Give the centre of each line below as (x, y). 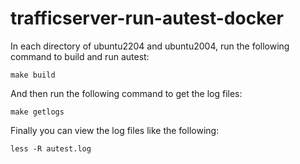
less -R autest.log (51, 148)
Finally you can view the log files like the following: (115, 130)
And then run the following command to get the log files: (126, 93)
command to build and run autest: (80, 56)
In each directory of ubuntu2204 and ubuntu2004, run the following (150, 46)
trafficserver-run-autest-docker (147, 18)
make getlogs (37, 112)
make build (33, 75)
